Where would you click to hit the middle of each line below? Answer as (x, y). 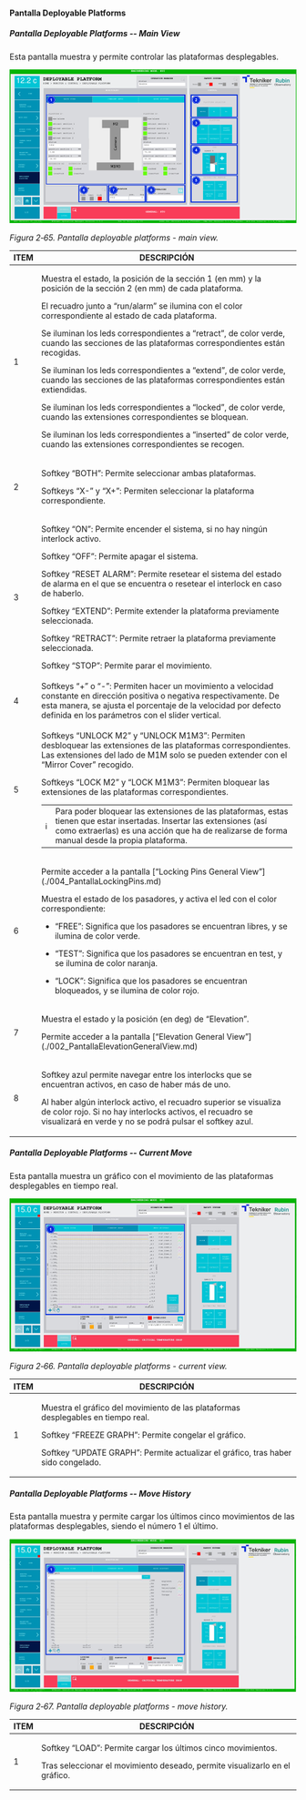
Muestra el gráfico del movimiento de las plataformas (141, 1408)
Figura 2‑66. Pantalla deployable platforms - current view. (118, 1367)
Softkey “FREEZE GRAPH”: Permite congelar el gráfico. (143, 1435)
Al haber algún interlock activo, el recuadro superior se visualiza (161, 1103)
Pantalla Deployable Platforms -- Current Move (101, 1153)
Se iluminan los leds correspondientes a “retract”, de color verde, (163, 333)
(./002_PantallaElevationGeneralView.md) (119, 1046)
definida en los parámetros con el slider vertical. (131, 716)
